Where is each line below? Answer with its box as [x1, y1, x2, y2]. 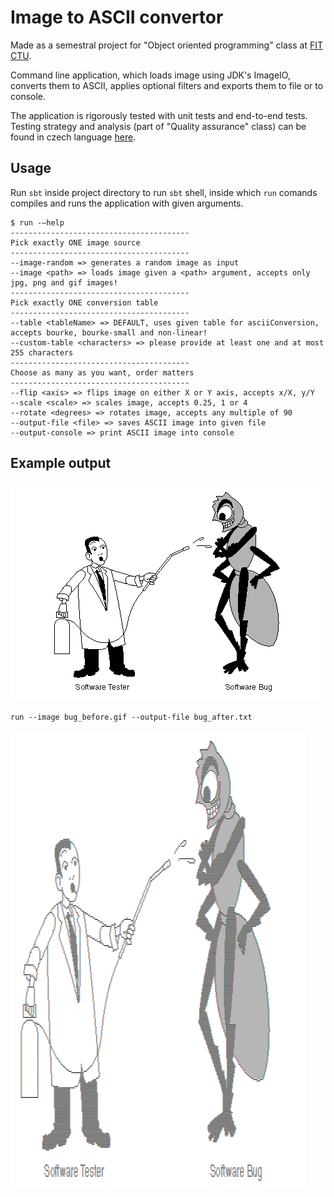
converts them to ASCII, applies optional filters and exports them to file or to [10, 79, 324, 91]
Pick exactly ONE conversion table [10, 297, 159, 308]
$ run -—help [10, 217, 65, 228]
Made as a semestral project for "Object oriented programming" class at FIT [10, 39, 323, 51]
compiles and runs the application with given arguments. [10, 197, 244, 209]
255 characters [10, 347, 74, 358]
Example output [10, 455, 112, 472]
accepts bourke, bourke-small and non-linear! [10, 327, 208, 338]
